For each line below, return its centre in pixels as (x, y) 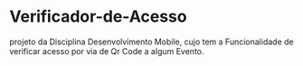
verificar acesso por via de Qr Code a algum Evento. (107, 51)
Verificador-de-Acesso (98, 17)
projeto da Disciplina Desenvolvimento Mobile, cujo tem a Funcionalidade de (151, 42)
